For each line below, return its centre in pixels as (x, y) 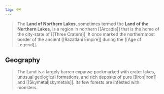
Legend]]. (27, 44)
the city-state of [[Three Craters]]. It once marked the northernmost (86, 34)
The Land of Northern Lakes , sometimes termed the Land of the (83, 24)
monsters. (27, 88)
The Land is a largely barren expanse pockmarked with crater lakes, (86, 72)
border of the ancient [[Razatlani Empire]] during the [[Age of (79, 39)
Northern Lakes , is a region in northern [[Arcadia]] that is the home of (88, 29)
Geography (23, 60)
